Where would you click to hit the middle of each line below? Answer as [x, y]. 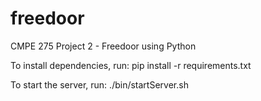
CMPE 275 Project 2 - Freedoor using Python [103, 46]
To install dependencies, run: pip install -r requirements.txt [131, 65]
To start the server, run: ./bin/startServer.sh [99, 84]
